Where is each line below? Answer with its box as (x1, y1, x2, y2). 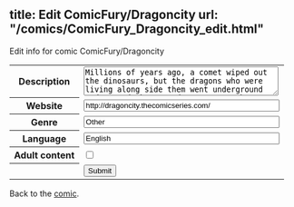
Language (22, 133, 66, 145)
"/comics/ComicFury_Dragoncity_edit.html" (9, 22, 265, 37)
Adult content (14, 149, 75, 162)
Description (18, 75, 71, 88)
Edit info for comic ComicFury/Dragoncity (9, 45, 165, 56)
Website (25, 100, 64, 113)
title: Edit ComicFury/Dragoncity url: (9, 7, 219, 23)
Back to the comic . (9, 188, 80, 199)
